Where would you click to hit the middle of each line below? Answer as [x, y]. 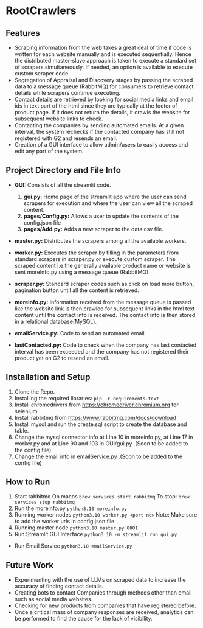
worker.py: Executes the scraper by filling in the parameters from [97, 253]
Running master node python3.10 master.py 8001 [76, 528]
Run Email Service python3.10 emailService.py [73, 546]
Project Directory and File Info [63, 170]
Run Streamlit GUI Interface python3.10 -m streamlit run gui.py [96, 534]
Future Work [30, 565]
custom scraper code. [42, 73]
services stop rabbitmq [45, 503]
